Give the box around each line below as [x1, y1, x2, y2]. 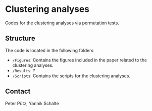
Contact [5, 87, 31, 96]
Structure [5, 34, 36, 43]
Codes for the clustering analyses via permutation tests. [5, 20, 120, 26]
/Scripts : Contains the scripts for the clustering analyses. [12, 73, 130, 79]
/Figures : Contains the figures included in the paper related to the [12, 57, 147, 63]
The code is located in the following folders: [5, 47, 95, 53]
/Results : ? [12, 67, 36, 73]
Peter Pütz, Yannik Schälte [5, 100, 59, 106]
